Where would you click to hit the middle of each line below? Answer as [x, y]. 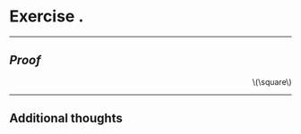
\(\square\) [272, 81]
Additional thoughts [66, 118]
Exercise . [47, 17]
